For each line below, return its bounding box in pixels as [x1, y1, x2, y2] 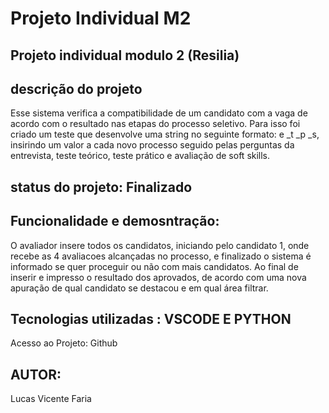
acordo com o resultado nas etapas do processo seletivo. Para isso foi [10, 118, 301, 130]
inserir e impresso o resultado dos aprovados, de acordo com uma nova [10, 271, 307, 283]
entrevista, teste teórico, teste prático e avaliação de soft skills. [10, 150, 271, 162]
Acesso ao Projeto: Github [10, 337, 118, 349]
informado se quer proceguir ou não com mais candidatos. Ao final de [10, 260, 299, 272]
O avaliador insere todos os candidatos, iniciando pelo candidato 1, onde [10, 239, 310, 251]
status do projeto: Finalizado [10, 178, 193, 196]
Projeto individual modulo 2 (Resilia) [10, 47, 240, 64]
